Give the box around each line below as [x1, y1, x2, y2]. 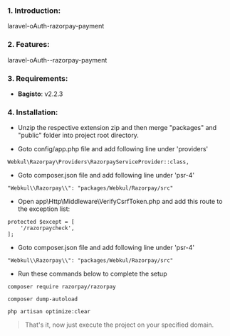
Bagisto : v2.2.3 [17, 90, 63, 98]
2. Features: [7, 40, 50, 50]
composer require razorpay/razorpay [7, 283, 116, 291]
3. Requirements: [7, 73, 68, 83]
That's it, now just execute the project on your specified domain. [24, 320, 214, 329]
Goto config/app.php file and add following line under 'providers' [17, 145, 209, 153]
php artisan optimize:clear [7, 308, 91, 315]
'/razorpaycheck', [20, 224, 75, 232]
